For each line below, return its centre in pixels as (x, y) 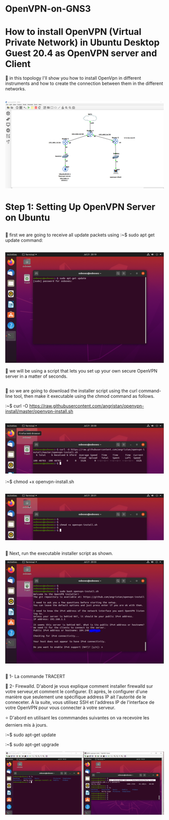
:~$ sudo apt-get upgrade (32, 744)
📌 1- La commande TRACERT (35, 676)
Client (18, 64)
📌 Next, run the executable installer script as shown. (59, 553)
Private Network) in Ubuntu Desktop (82, 43)
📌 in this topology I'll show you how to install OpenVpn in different (73, 78)
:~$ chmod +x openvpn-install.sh (40, 482)
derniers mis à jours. (26, 725)
